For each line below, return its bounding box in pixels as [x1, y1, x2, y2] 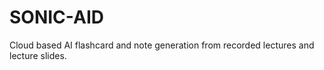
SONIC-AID [9, 6, 104, 29]
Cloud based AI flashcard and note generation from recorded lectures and [9, 39, 315, 51]
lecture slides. [9, 49, 67, 61]
